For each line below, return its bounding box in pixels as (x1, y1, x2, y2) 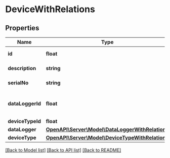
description (8, 65, 36, 72)
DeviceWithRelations (5, 4, 95, 15)
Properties (5, 24, 39, 32)
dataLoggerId (8, 100, 41, 107)
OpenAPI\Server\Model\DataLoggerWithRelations (46, 126, 169, 133)
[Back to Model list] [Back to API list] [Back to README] (5, 147, 121, 153)
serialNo (8, 79, 29, 86)
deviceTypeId (8, 118, 41, 125)
